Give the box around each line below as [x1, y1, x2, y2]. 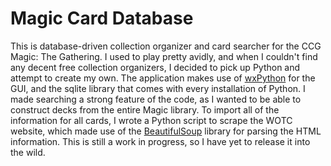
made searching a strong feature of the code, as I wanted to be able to [10, 93, 302, 105]
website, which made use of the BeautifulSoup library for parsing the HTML [10, 125, 322, 137]
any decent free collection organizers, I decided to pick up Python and [10, 61, 301, 73]
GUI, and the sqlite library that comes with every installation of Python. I [10, 82, 306, 94]
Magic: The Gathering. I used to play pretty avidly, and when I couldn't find [10, 50, 318, 62]
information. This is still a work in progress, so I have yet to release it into [10, 135, 311, 147]
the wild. [10, 146, 46, 158]
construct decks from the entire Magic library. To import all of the [10, 103, 280, 116]
